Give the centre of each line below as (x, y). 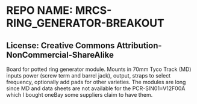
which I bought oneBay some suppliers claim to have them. (80, 95)
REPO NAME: (40, 11)
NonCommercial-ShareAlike (60, 55)
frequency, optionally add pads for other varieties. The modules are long (96, 82)
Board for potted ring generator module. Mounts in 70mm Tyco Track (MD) (99, 69)
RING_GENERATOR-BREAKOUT (85, 23)
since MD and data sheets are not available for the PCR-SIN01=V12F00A (96, 88)
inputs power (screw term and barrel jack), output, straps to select (89, 75)
